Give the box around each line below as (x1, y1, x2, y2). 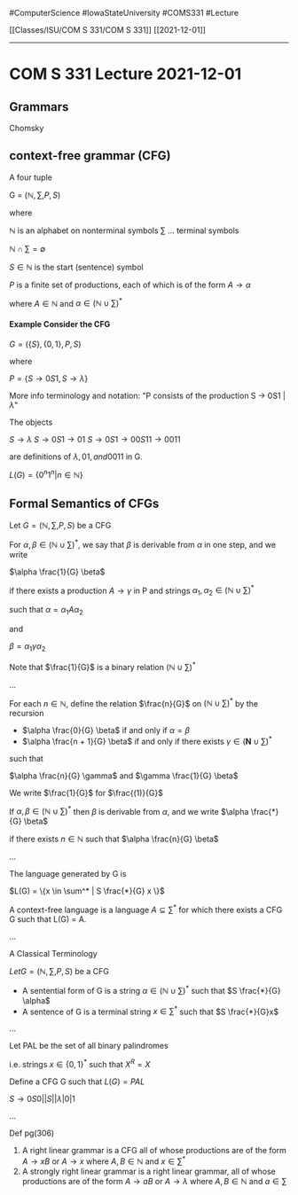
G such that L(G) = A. (9, 914, 87, 925)
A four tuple (9, 172, 53, 183)
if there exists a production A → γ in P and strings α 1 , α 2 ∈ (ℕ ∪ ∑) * (9, 583, 255, 597)
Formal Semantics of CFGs (9, 496, 160, 511)
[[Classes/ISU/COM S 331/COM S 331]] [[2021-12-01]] (9, 25, 207, 35)
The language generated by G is (9, 869, 127, 879)
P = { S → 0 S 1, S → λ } (9, 372, 89, 384)
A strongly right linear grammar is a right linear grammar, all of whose (21, 1166, 277, 1176)
